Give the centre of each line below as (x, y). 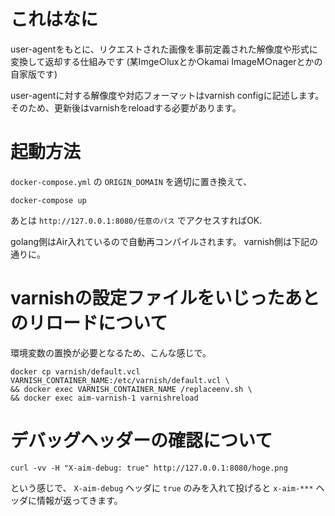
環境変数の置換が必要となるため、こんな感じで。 (111, 352)
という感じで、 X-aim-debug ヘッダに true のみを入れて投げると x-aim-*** (162, 487)
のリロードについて (89, 323)
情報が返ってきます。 (79, 500)
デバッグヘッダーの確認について (141, 441)
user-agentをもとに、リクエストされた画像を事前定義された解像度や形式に (164, 49)
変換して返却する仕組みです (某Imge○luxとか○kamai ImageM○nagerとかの (166, 61)
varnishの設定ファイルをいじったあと (165, 298)
